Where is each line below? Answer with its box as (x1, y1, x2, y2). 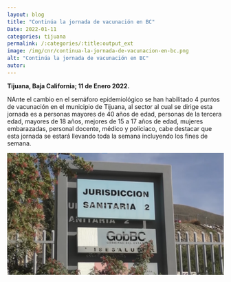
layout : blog (7, 11, 45, 18)
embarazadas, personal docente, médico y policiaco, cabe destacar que (7, 124, 212, 132)
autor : (7, 62, 26, 69)
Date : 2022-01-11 (7, 26, 57, 32)
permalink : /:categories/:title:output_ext (7, 40, 134, 48)
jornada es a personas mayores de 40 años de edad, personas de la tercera (7, 110, 222, 118)
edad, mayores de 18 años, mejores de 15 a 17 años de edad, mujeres (7, 117, 203, 125)
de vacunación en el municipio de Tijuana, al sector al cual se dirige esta (7, 102, 213, 110)
